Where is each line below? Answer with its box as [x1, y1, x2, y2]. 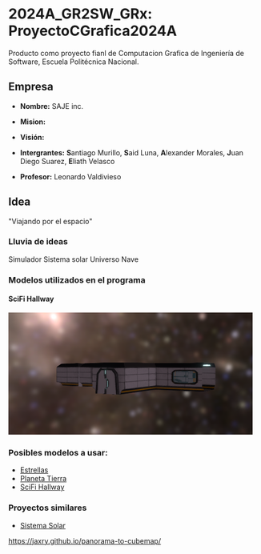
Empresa [8, 80, 54, 94]
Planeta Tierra [19, 474, 67, 484]
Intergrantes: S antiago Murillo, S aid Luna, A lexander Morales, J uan [19, 147, 244, 157]
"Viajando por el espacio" [8, 216, 93, 226]
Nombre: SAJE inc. [19, 101, 84, 110]
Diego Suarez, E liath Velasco [19, 156, 115, 166]
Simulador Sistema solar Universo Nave [8, 254, 139, 264]
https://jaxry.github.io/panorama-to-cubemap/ [8, 536, 162, 545]
